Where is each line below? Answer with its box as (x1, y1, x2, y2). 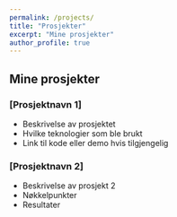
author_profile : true (9, 38, 91, 48)
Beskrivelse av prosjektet (22, 118, 116, 129)
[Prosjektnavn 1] (9, 98, 83, 110)
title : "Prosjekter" (9, 22, 87, 30)
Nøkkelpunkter (22, 190, 78, 201)
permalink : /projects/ (9, 13, 94, 22)
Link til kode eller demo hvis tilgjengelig (22, 137, 169, 148)
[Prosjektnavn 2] (9, 160, 84, 172)
